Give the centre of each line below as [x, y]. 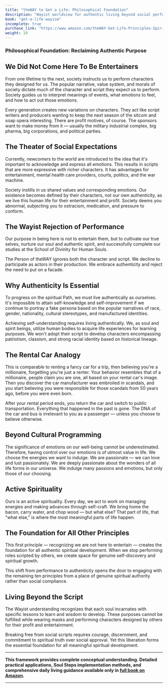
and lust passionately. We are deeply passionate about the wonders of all [80, 463]
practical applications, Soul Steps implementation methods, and [73, 665]
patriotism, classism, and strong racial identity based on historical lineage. [81, 339]
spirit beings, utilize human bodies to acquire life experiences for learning [81, 329]
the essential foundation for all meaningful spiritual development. [72, 645]
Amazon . [15, 675]
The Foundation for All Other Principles [67, 533]
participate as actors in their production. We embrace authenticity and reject [84, 264]
